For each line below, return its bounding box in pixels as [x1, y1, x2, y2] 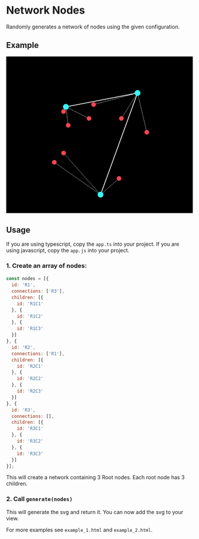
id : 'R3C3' [17, 451, 44, 457]
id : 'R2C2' [17, 376, 44, 382]
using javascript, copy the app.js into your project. [6, 246, 130, 254]
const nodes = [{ [6, 276, 49, 282]
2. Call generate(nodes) [6, 495, 73, 503]
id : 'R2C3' [17, 389, 44, 394]
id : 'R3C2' [17, 438, 44, 444]
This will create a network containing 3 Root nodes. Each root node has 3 [6, 474, 185, 481]
